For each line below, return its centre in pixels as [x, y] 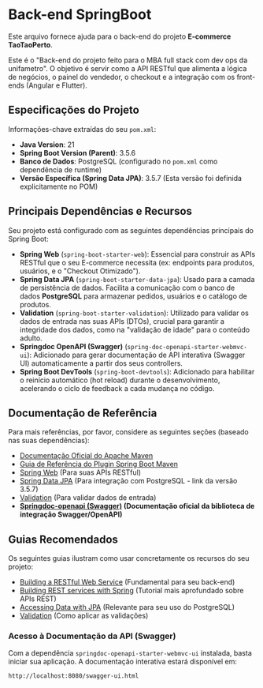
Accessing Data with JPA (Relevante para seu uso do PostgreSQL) [127, 607]
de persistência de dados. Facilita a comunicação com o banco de [127, 288]
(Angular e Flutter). [57, 85]
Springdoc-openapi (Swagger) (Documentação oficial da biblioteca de [137, 506]
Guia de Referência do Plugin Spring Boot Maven [99, 464]
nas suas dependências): [49, 441]
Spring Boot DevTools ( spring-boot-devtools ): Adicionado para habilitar [137, 371]
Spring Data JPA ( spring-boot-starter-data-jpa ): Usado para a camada [137, 279]
